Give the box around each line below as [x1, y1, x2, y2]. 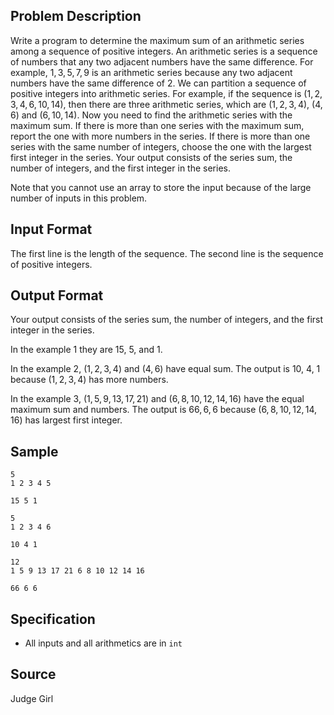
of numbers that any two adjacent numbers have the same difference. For [10, 55, 314, 68]
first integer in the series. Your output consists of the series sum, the [10, 151, 293, 163]
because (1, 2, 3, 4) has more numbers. [10, 374, 169, 386]
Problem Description [10, 8, 142, 25]
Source [10, 666, 57, 683]
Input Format [10, 221, 93, 238]
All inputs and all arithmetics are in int [24, 637, 183, 649]
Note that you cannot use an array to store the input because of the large [10, 181, 312, 193]
